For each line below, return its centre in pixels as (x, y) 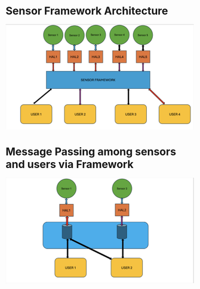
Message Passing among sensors (91, 152)
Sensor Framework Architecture (87, 11)
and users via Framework (70, 164)
